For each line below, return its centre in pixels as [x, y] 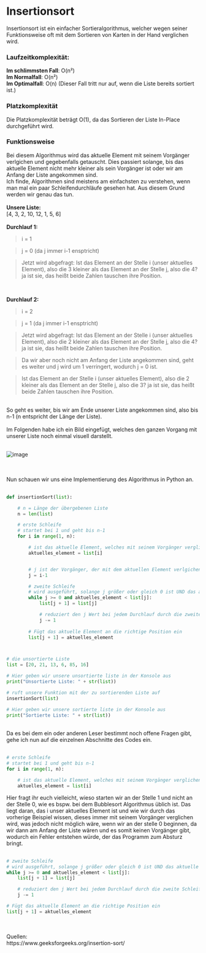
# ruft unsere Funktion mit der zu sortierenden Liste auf [83, 693]
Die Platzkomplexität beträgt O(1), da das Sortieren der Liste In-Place [93, 119]
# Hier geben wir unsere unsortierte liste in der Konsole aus [89, 676]
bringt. [15, 843]
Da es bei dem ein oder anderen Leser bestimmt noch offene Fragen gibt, [99, 733]
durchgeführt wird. [30, 126]
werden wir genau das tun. [40, 194]
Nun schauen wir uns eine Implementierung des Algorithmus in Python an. [100, 479]
